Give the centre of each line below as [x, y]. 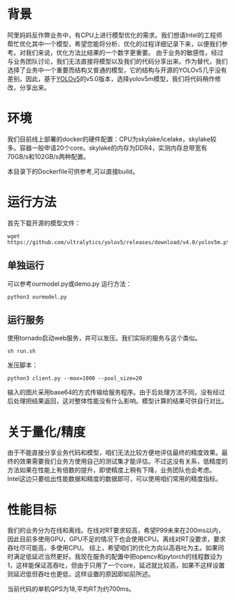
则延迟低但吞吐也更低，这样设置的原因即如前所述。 [81, 574]
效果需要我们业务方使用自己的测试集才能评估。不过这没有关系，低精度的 [123, 462]
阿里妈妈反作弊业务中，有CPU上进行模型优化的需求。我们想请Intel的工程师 [115, 35]
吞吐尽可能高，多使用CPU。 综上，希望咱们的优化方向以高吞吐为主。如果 [113, 548]
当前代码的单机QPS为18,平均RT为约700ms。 [71, 589]
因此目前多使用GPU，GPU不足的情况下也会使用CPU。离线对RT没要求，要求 [116, 539]
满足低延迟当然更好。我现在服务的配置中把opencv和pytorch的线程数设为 [117, 557]
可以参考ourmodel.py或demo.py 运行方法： [70, 283]
